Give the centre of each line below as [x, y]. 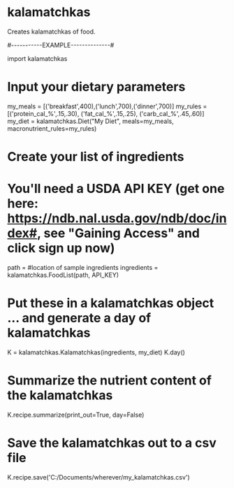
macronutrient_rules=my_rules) [52, 128]
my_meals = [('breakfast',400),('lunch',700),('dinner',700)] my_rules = [107, 106]
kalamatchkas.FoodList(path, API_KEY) [63, 275]
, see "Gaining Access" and [119, 233]
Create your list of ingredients [96, 157]
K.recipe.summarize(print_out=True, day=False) [76, 415]
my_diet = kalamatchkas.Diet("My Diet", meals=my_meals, [91, 121]
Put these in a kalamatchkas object [111, 303]
